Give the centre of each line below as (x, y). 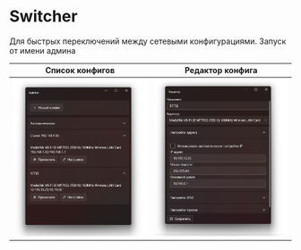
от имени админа (43, 50)
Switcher (43, 17)
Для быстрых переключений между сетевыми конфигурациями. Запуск (148, 41)
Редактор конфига (221, 71)
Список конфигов (80, 71)
